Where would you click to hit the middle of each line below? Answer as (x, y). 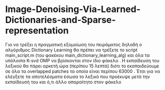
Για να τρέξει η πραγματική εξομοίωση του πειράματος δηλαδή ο (74, 44)
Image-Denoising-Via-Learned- (73, 9)
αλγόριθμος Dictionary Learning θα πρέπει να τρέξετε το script (71, 50)
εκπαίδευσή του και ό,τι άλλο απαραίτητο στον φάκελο (63, 82)
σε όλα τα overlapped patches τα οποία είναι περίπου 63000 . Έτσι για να (82, 71)
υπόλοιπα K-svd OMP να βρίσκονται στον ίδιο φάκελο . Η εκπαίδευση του (82, 60)
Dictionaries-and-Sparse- (61, 20)
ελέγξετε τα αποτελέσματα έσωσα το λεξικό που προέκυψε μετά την (78, 76)
